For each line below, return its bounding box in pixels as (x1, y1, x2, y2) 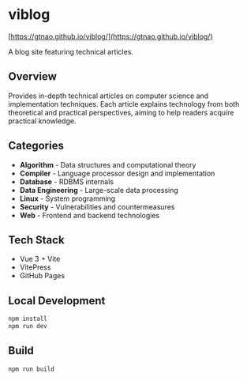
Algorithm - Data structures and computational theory (19, 160, 196, 169)
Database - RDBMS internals (19, 176, 114, 187)
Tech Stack (8, 233, 65, 247)
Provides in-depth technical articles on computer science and (8, 91, 209, 100)
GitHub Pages (19, 271, 65, 281)
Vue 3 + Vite (19, 255, 61, 264)
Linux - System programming (19, 194, 116, 203)
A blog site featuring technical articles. (8, 47, 134, 56)
